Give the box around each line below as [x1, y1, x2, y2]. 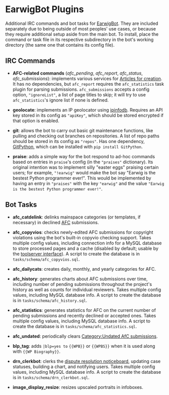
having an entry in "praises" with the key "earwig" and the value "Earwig [12, 180, 164, 186]
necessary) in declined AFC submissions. [12, 219, 99, 225]
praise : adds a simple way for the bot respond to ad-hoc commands [12, 153, 155, 159]
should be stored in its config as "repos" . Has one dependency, [12, 138, 145, 144]
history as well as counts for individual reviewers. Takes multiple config [12, 286, 161, 293]
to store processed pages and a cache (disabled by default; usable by [12, 245, 158, 252]
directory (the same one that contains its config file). [5, 42, 115, 48]
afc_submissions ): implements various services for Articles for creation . [12, 75, 162, 82]
